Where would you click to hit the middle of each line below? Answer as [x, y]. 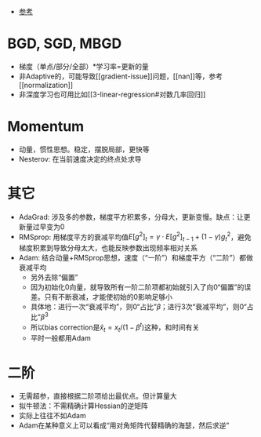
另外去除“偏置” [54, 278]
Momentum [46, 127]
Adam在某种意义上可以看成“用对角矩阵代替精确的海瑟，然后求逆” [124, 425]
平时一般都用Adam [60, 338]
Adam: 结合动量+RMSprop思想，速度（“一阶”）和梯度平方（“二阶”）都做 [136, 258]
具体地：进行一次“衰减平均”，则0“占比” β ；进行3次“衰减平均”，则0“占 [142, 307]
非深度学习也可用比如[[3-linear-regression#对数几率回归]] [112, 94]
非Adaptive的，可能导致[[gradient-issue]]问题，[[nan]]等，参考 [120, 76]
